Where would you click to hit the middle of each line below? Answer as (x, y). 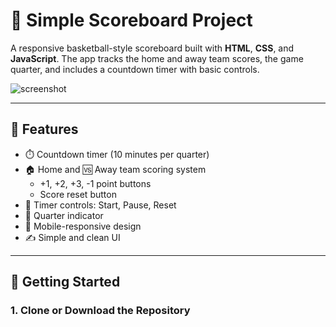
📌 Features (44, 129)
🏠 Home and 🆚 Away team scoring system (115, 169)
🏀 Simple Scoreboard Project (131, 20)
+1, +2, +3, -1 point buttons (95, 183)
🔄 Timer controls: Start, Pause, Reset (100, 205)
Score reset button (78, 194)
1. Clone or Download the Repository (100, 311)
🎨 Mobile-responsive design (83, 226)
